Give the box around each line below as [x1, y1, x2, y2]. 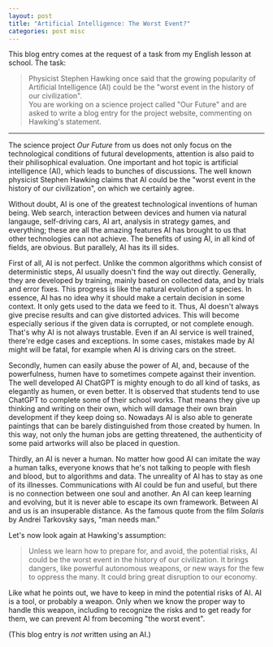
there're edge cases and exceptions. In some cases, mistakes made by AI [8, 336, 254, 346]
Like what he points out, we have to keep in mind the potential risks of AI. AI [8, 588, 262, 598]
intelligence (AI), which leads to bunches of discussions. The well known [8, 166, 252, 176]
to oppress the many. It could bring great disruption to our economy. [28, 572, 258, 582]
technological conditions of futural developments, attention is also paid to [8, 149, 254, 159]
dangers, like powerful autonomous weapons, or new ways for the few [28, 563, 265, 574]
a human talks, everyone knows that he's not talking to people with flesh [8, 463, 250, 473]
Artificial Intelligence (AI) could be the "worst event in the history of [28, 82, 254, 92]
